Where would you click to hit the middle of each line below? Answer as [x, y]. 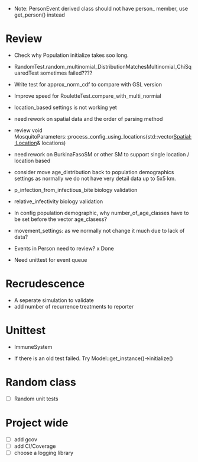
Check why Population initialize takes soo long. [71, 55]
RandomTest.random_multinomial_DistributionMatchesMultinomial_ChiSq [103, 66]
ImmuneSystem [33, 346]
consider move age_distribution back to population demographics [94, 172]
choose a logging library [44, 453]
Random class [41, 382]
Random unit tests [36, 399]
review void [28, 130]
